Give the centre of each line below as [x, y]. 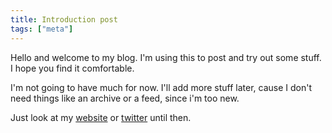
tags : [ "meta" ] [42, 29]
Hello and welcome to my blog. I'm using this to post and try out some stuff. [166, 57]
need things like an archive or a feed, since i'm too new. [125, 98]
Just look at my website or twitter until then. [101, 117]
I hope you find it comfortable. [72, 68]
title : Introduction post [64, 19]
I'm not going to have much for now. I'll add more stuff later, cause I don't [161, 87]
